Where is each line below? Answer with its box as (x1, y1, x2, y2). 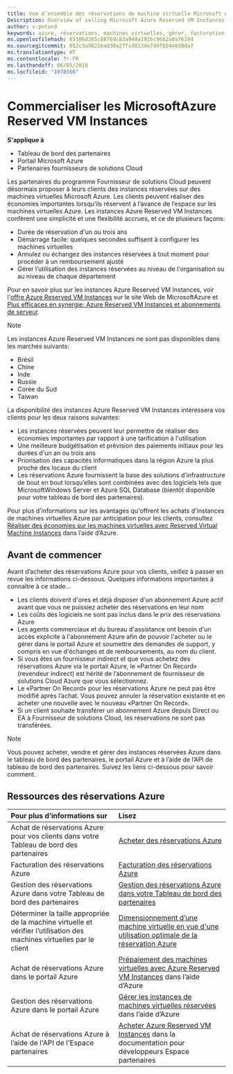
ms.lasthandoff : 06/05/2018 (7, 62, 89, 69)
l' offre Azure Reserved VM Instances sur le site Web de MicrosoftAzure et (7, 293, 218, 301)
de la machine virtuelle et (10, 918, 93, 927)
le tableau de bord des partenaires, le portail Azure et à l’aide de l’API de (7, 755, 213, 764)
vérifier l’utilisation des (10, 926, 85, 936)
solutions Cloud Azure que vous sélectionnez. (17, 677, 149, 685)
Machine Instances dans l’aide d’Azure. (7, 529, 119, 537)
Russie (17, 378, 37, 386)
